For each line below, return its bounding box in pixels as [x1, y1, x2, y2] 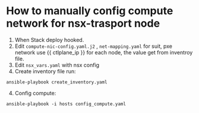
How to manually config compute [6, 4, 173, 18]
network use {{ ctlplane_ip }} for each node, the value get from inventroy [14, 49, 193, 56]
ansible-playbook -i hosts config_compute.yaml [6, 101, 127, 107]
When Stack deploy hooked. [14, 36, 84, 43]
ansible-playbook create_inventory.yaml [6, 79, 108, 85]
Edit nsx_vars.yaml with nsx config [14, 61, 100, 69]
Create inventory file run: [14, 67, 76, 75]
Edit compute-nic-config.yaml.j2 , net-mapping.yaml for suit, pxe [14, 43, 172, 50]
